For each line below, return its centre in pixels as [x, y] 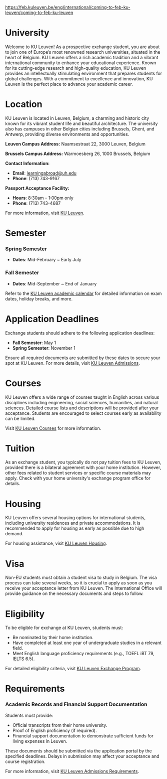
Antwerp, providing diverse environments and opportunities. [67, 134]
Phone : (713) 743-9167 [36, 178]
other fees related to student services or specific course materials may [78, 473]
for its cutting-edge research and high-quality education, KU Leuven [76, 68]
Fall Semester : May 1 [34, 343]
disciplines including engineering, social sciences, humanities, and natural [81, 402]
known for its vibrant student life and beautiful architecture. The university [81, 123]
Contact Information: [27, 163]
